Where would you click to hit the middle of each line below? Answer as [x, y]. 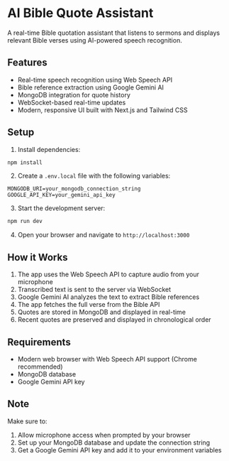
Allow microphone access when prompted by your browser [104, 435]
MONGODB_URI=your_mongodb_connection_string [74, 189]
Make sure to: [27, 421]
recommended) [40, 367]
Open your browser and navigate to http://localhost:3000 [104, 235]
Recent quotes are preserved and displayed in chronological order [114, 320]
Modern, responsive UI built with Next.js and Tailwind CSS [102, 110]
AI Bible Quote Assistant [80, 13]
